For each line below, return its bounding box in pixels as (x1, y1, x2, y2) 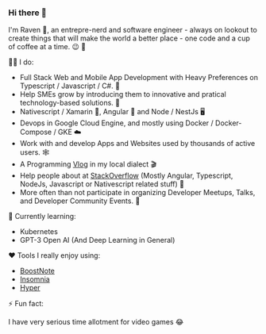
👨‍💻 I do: (8, 57, 34, 67)
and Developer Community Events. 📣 (19, 196, 141, 205)
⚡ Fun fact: (8, 299, 44, 309)
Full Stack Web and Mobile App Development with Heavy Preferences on (19, 73, 259, 83)
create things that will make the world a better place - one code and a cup (8, 33, 250, 43)
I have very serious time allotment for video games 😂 (8, 317, 184, 327)
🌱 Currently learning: (8, 212, 77, 221)
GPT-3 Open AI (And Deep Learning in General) (19, 236, 175, 245)
